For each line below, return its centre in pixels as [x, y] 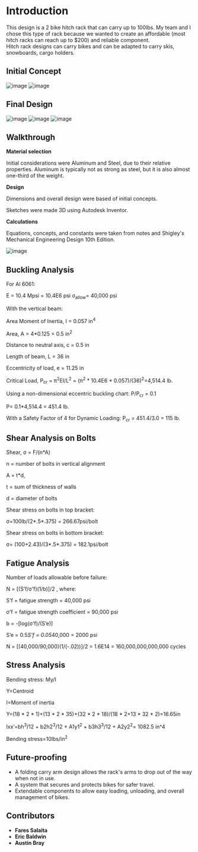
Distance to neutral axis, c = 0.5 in [48, 345]
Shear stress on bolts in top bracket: [50, 510]
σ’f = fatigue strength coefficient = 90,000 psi [62, 612]
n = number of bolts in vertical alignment [56, 464]
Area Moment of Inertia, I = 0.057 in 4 [51, 320]
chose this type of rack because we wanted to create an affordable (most [96, 33]
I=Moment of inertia [30, 702]
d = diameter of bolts [32, 498]
